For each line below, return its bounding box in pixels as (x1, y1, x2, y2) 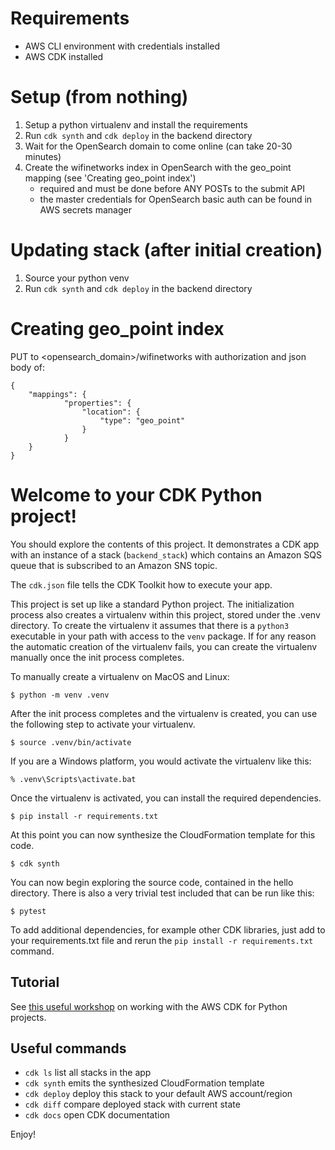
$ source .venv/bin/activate (10, 737, 132, 747)
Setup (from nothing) (10, 86, 189, 109)
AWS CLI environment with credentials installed (24, 40, 221, 52)
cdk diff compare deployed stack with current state (24, 1098, 241, 1111)
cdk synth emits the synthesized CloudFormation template (24, 1077, 265, 1089)
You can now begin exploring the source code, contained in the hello (10, 876, 294, 888)
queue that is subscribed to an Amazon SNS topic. (10, 559, 218, 571)
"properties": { (63, 398, 132, 408)
